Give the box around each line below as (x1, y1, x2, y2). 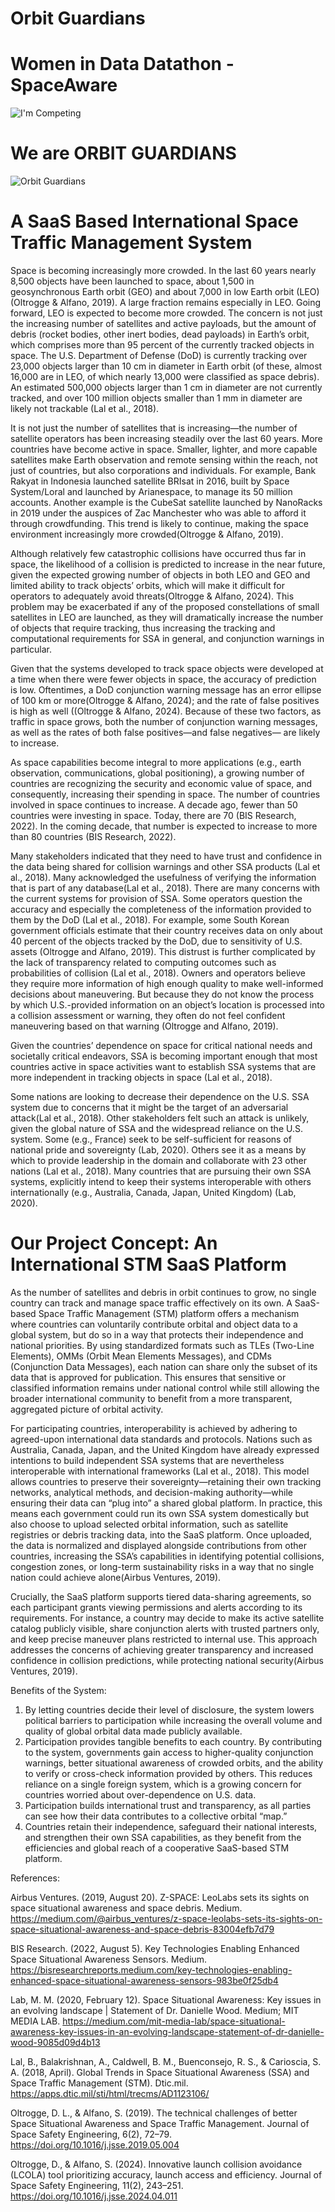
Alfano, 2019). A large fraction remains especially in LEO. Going (59, 297, 322, 308)
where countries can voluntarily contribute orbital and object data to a (10, 1318, 298, 1330)
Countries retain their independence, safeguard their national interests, (24, 1820, 318, 1832)
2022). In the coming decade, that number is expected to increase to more (10, 820, 318, 832)
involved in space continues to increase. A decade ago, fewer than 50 (10, 799, 298, 811)
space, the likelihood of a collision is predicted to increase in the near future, (10, 558, 326, 570)
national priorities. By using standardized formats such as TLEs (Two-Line (10, 1339, 315, 1351)
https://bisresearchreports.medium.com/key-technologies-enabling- (10, 1963, 293, 1976)
